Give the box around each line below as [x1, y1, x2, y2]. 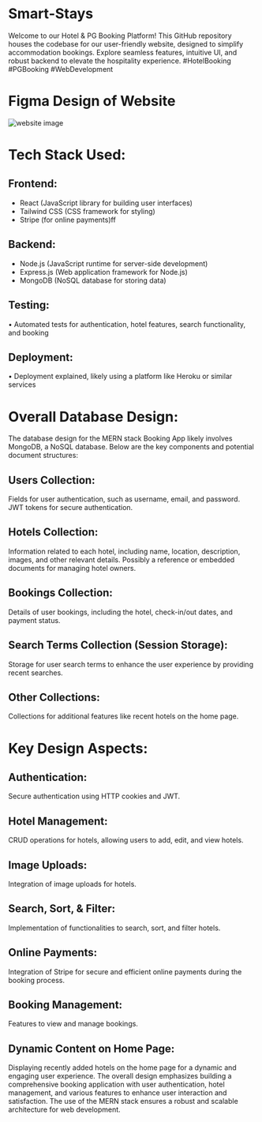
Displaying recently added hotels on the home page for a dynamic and [8, 1063, 237, 1072]
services [8, 380, 36, 389]
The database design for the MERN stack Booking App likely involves [8, 433, 233, 443]
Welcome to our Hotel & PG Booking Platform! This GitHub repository [8, 31, 232, 40]
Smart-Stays [8, 5, 94, 23]
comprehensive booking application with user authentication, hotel [8, 1079, 225, 1090]
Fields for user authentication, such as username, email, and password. [8, 494, 241, 504]
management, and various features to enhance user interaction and [8, 1088, 227, 1098]
